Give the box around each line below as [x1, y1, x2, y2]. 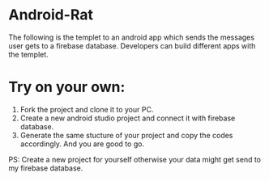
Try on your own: [8, 78, 126, 96]
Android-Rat [8, 6, 93, 24]
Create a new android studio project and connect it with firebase [19, 113, 236, 123]
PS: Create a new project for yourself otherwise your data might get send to [8, 154, 262, 164]
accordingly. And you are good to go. [19, 139, 144, 149]
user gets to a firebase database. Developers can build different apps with [8, 40, 256, 50]
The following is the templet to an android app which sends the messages [8, 32, 255, 42]
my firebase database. [8, 163, 83, 173]
